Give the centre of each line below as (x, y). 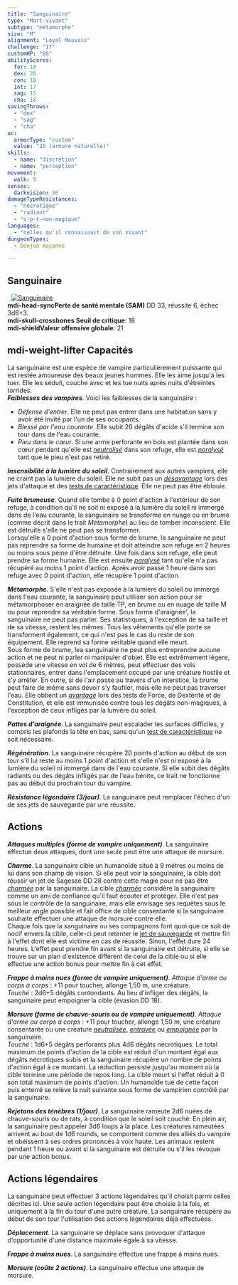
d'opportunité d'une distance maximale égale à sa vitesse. (93, 1240)
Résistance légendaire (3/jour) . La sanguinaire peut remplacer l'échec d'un (119, 797)
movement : (22, 173)
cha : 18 (25, 100)
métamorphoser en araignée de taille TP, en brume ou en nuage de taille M (117, 604)
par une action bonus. (39, 1156)
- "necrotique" (36, 206)
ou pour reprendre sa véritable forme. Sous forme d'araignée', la (102, 612)
